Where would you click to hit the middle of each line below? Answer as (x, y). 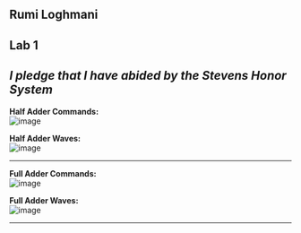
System (31, 90)
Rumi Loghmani (54, 15)
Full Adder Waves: (44, 200)
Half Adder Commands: (54, 111)
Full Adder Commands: (53, 173)
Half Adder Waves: (45, 138)
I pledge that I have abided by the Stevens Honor (148, 76)
